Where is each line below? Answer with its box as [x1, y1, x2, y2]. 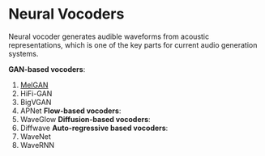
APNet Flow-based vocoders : [19, 106, 122, 116]
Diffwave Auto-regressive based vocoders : [19, 123, 169, 133]
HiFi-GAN [19, 88, 53, 98]
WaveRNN [19, 140, 55, 150]
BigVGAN [19, 97, 52, 107]
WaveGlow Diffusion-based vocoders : [19, 114, 152, 124]
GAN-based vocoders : [8, 64, 86, 74]
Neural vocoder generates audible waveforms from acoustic [8, 32, 210, 41]
